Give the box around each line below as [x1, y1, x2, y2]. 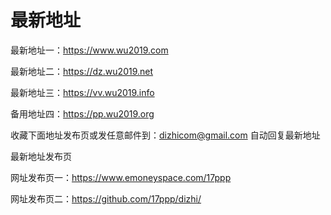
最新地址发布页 [10, 150, 72, 162]
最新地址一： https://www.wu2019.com [10, 44, 169, 56]
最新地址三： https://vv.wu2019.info [10, 86, 155, 98]
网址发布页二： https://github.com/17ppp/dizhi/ [10, 192, 202, 205]
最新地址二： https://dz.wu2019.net [10, 65, 154, 77]
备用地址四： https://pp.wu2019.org [10, 107, 155, 120]
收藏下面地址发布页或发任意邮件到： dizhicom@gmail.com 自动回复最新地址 [10, 129, 321, 141]
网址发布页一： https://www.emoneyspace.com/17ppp [10, 171, 232, 183]
